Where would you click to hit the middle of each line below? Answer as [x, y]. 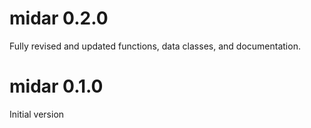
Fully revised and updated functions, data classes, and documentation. [155, 46]
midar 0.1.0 [56, 86]
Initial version [37, 114]
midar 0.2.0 [59, 18]
